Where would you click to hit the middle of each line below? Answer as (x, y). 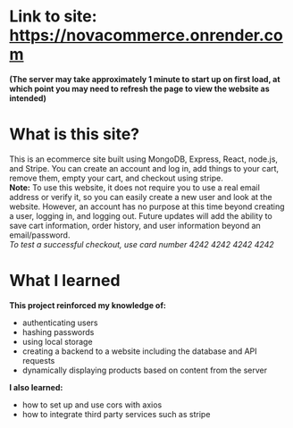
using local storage (57, 341)
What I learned (65, 281)
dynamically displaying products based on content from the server (145, 370)
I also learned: (36, 387)
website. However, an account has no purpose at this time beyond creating (147, 206)
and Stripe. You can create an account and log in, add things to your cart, (144, 168)
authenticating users (60, 323)
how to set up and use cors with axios (92, 405)
